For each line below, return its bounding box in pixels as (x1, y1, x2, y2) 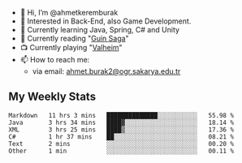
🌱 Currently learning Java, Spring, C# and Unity (19, 25, 180, 34)
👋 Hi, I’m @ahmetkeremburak (19, 8, 119, 17)
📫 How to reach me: (19, 55, 90, 64)
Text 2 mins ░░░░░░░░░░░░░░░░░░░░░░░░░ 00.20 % (8, 139, 234, 148)
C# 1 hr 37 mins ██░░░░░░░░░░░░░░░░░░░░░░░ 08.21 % (8, 132, 234, 141)
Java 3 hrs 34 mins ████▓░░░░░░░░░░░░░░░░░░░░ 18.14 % (8, 118, 234, 127)
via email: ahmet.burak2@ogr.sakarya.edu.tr (32, 66, 181, 76)
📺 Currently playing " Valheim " (19, 43, 123, 52)
